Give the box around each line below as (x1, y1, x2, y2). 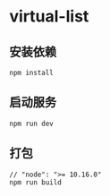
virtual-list (9, 6, 89, 27)
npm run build (9, 177, 63, 187)
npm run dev (9, 119, 54, 128)
